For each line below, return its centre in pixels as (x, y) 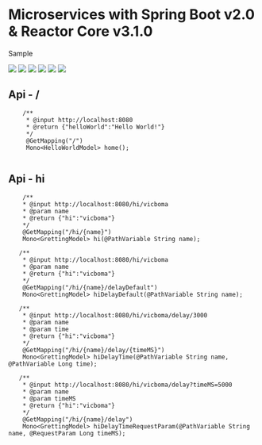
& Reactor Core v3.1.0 (81, 31)
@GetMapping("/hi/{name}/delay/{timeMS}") (94, 350)
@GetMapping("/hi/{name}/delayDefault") (90, 287)
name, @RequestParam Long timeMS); (67, 433)
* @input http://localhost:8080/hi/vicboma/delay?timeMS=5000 (127, 385)
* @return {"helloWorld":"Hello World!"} (95, 127)
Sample (21, 53)
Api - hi (27, 179)
